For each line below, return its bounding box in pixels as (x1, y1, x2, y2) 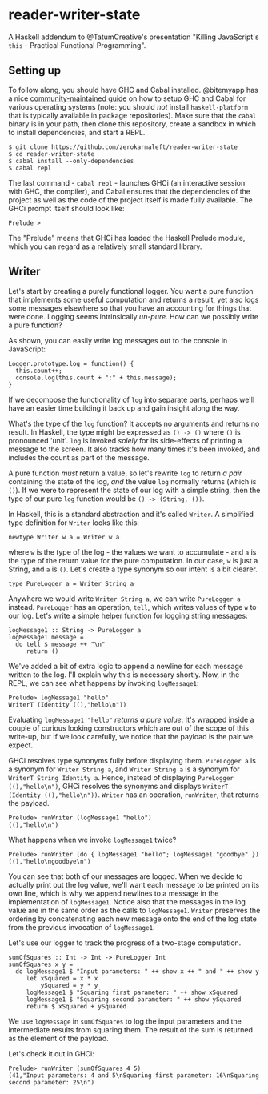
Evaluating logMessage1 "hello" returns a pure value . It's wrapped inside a (8, 715, 254, 724)
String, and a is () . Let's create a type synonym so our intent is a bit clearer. (8, 564, 258, 574)
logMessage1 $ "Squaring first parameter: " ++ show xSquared (26, 988, 238, 996)
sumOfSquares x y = (8, 960, 74, 968)
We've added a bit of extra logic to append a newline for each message (8, 661, 244, 671)
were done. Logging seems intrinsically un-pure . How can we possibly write (8, 311, 258, 321)
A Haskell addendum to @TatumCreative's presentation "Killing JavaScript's (8, 32, 259, 42)
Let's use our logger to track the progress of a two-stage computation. (8, 938, 242, 948)
